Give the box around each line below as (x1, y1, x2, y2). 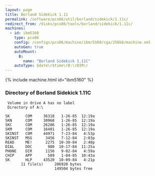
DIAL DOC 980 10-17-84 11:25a (5, 144, 95, 149)
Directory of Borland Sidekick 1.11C (5, 89, 91, 96)
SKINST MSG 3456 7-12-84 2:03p (5, 135, 95, 140)
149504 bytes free (54, 166, 93, 171)
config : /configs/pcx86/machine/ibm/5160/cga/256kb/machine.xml (14, 40, 151, 45)
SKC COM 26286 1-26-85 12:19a (5, 122, 95, 127)
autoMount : (14, 49, 37, 54)
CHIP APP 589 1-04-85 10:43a (5, 153, 95, 158)
